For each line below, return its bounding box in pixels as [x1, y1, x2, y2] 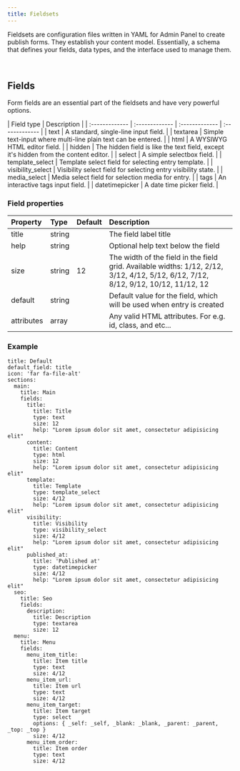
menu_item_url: [26, 676, 72, 684]
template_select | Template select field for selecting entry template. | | [7, 158, 213, 166]
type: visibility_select [33, 526, 107, 534]
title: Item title [33, 657, 88, 665]
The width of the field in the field [109, 252, 218, 262]
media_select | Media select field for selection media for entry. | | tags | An [7, 173, 227, 182]
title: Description [33, 614, 91, 621]
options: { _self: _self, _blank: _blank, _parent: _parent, [33, 720, 219, 727]
